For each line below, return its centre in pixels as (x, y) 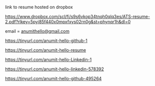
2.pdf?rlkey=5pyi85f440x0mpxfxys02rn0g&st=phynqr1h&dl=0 (68, 22)
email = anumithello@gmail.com (37, 31)
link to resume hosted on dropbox (39, 7)
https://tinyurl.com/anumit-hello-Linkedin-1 (48, 60)
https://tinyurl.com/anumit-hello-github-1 (46, 41)
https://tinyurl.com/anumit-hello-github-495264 (53, 78)
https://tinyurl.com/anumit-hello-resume (46, 50)
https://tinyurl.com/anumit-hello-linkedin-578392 (55, 69)
